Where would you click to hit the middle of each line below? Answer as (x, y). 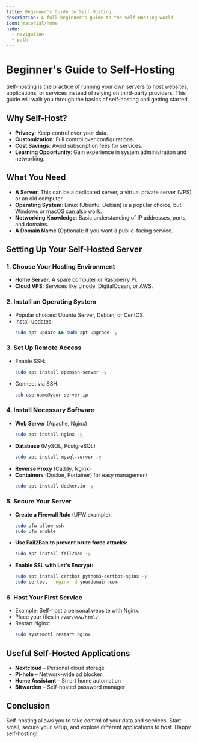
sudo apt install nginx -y (49, 434)
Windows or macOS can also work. (58, 211)
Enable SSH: (30, 361)
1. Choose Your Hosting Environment (61, 266)
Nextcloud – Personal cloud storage (60, 668)
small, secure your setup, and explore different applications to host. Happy (99, 727)
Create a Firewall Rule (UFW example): (63, 514)
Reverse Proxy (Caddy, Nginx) (53, 468)
